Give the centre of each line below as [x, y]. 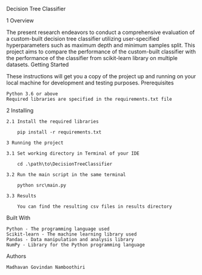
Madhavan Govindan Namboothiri [46, 267]
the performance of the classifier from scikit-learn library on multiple [92, 58]
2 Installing [20, 110]
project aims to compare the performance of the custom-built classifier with [101, 52]
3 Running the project [35, 143]
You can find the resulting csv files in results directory [95, 206]
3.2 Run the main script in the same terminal [66, 175]
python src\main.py [42, 185]
